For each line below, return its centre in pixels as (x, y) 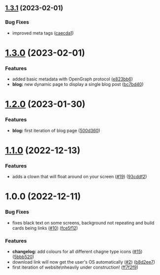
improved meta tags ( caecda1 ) (43, 33)
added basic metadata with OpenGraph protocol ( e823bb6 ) (72, 79)
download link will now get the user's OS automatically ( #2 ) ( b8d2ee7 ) (84, 262)
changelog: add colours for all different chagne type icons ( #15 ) (77, 251)
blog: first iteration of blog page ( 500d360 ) (56, 130)
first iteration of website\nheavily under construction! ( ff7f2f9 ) (75, 267)
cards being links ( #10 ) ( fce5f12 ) (45, 228)
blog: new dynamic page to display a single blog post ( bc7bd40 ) (78, 84)
